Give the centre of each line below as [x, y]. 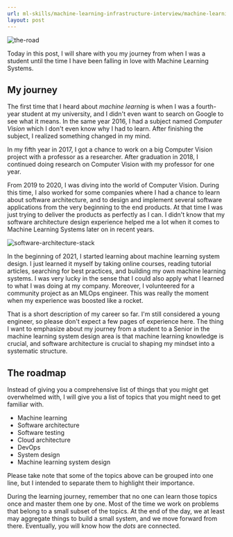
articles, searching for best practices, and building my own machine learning [116, 271]
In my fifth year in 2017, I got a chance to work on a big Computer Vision [110, 149]
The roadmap [37, 373]
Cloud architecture [44, 440]
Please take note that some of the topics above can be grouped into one [110, 476]
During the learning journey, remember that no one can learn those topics [112, 497]
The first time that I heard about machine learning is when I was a [101, 107]
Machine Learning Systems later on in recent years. [81, 229]
